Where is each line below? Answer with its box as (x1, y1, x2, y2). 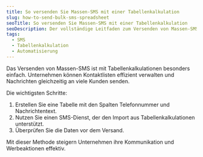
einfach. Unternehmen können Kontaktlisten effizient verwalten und (6, 71, 175, 78)
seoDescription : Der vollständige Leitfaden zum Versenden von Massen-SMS (6, 25, 199, 32)
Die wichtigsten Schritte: (6, 89, 68, 97)
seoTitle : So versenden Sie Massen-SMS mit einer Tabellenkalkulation (6, 20, 188, 26)
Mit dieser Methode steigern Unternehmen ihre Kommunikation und (6, 138, 174, 146)
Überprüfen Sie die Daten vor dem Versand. (14, 126, 124, 133)
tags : (6, 31, 20, 37)
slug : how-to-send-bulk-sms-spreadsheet (6, 14, 110, 21)
